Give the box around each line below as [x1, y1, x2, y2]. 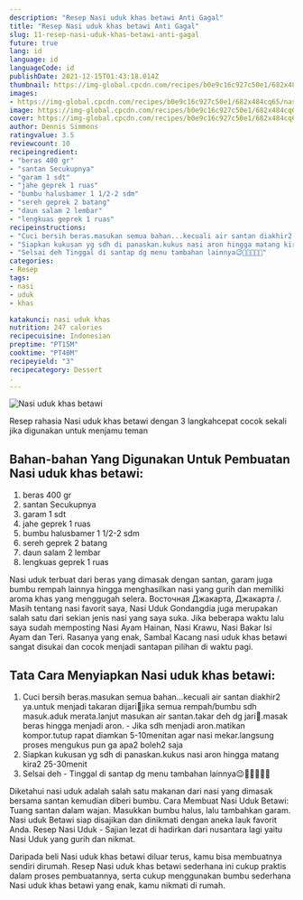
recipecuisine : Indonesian [9, 331, 111, 341]
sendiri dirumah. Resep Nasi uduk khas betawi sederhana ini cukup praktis [9, 861, 287, 871]
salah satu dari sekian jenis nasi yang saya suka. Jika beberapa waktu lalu [9, 613, 284, 624]
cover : [9, 114, 34, 123]
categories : [9, 256, 54, 266]
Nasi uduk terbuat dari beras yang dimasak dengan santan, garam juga [9, 574, 273, 585]
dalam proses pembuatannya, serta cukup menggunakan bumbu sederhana [9, 870, 291, 881]
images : [9, 88, 39, 97]
